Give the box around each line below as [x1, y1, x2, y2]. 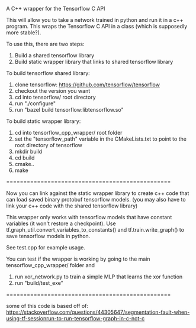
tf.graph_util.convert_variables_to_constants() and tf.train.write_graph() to [6, 226, 185, 233]
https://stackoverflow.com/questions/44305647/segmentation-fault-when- [6, 308, 190, 316]
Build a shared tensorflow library [14, 52, 95, 59]
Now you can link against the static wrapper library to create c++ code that [6, 190, 189, 197]
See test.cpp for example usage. [6, 244, 86, 251]
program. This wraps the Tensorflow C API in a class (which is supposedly [6, 23, 188, 30]
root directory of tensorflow [14, 142, 83, 148]
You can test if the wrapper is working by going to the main [6, 255, 150, 262]
